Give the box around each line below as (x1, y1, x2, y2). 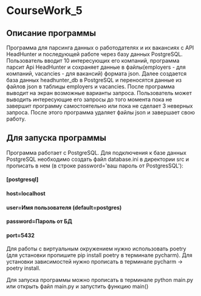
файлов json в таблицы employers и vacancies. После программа (6, 83, 175, 90)
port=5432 (6, 231, 35, 239)
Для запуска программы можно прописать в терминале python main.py (6, 277, 193, 284)
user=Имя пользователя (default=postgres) (6, 203, 122, 211)
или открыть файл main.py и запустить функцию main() (6, 283, 149, 290)
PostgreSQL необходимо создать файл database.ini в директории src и (6, 155, 189, 163)
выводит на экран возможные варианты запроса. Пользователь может (6, 90, 192, 96)
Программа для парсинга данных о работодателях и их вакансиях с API (6, 44, 194, 51)
